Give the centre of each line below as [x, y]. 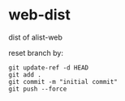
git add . [25, 74]
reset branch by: [36, 53]
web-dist [40, 15]
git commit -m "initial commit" [63, 82]
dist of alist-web [36, 37]
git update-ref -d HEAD [49, 67]
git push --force [38, 89]
